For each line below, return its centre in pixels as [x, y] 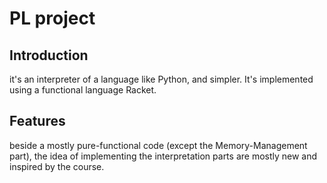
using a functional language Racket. [83, 90]
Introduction [49, 55]
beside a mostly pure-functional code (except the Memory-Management [158, 145]
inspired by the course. [57, 166]
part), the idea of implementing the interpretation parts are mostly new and [163, 156]
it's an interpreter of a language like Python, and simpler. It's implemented [161, 79]
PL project [52, 18]
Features [37, 121]
